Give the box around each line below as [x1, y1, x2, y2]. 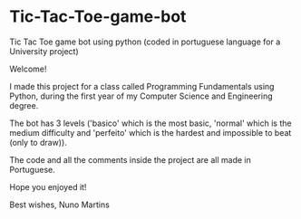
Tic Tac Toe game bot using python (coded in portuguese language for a [9, 36, 281, 47]
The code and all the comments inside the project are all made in [9, 154, 251, 165]
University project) [9, 45, 79, 56]
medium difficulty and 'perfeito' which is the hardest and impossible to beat [9, 127, 292, 138]
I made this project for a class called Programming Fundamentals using [9, 81, 275, 91]
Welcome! [9, 63, 47, 74]
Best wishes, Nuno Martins [9, 199, 111, 210]
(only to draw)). [9, 137, 68, 148]
